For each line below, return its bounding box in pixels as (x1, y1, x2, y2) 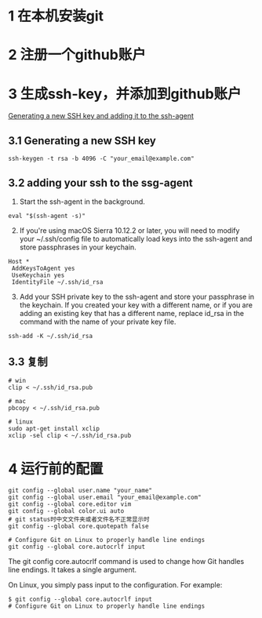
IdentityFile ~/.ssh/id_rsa (11, 278, 104, 286)
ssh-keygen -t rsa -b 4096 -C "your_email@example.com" (8, 154, 195, 163)
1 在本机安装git (8, 7, 104, 25)
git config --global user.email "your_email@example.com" (8, 493, 202, 501)
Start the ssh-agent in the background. (19, 197, 145, 206)
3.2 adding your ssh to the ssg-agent (8, 176, 194, 189)
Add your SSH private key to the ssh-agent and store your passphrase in (19, 292, 255, 301)
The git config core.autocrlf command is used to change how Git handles (8, 556, 245, 565)
